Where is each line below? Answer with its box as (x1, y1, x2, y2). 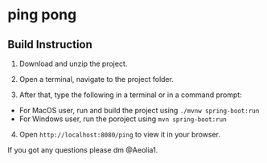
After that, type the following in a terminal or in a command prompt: (18, 90, 242, 100)
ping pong (7, 6, 77, 24)
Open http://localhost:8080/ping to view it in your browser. (18, 130, 221, 139)
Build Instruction (7, 38, 93, 51)
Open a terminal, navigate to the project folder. (18, 75, 175, 84)
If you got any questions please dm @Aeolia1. (7, 145, 158, 154)
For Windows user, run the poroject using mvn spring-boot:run (18, 114, 227, 124)
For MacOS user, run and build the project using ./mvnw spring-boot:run (18, 106, 260, 115)
